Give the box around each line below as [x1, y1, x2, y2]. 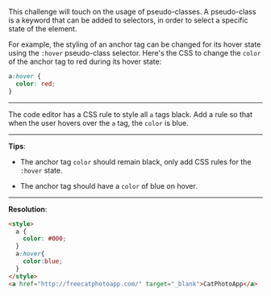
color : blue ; [23, 257, 63, 265]
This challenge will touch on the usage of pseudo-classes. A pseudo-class [8, 7, 256, 16]
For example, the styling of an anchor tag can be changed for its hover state [8, 40, 261, 49]
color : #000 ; [23, 235, 67, 243]
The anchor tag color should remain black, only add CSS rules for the [19, 156, 252, 166]
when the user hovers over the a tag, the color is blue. [8, 118, 189, 127]
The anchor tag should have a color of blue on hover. [19, 181, 198, 190]
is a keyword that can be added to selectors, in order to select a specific [8, 15, 248, 25]
